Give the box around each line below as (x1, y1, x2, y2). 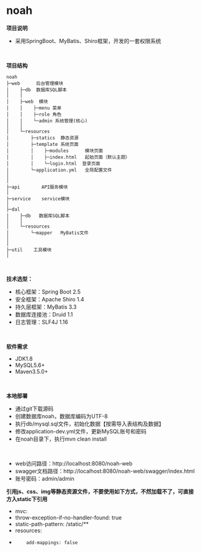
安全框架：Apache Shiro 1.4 (15, 295, 85, 303)
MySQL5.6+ (15, 361, 45, 369)
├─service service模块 (6, 195, 70, 202)
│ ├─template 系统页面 (6, 141, 79, 147)
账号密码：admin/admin (15, 475, 74, 482)
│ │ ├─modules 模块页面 (6, 148, 104, 154)
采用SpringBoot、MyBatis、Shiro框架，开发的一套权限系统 (15, 37, 162, 44)
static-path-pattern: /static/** (15, 520, 89, 527)
